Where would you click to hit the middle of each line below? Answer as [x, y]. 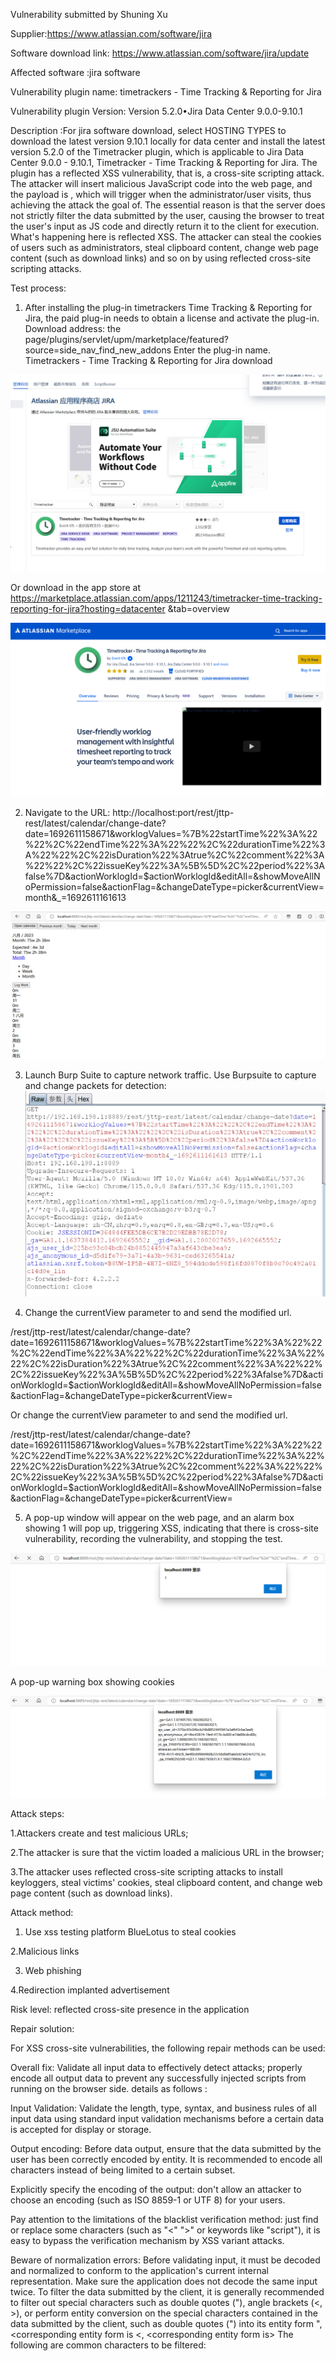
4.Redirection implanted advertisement [90, 1990]
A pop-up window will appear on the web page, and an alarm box [159, 1518]
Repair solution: [42, 2029]
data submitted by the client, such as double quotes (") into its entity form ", [166, 2324]
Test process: [38, 288]
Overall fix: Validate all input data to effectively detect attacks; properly [156, 2068]
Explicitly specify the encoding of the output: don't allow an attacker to [156, 2190]
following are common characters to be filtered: [108, 2345]
